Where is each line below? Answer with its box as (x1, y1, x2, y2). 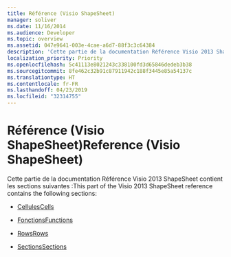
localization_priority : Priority (7, 55, 103, 62)
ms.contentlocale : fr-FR (7, 80, 78, 87)
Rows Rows (16, 229, 49, 237)
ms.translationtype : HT (7, 74, 76, 81)
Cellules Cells (16, 202, 54, 210)
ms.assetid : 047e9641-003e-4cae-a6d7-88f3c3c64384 (7, 42, 155, 49)
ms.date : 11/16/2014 (7, 23, 67, 30)
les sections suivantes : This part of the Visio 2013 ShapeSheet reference (7, 181, 213, 190)
